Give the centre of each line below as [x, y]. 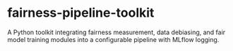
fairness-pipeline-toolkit [81, 13]
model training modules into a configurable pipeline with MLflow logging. [113, 39]
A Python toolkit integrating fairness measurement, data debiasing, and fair [116, 32]
